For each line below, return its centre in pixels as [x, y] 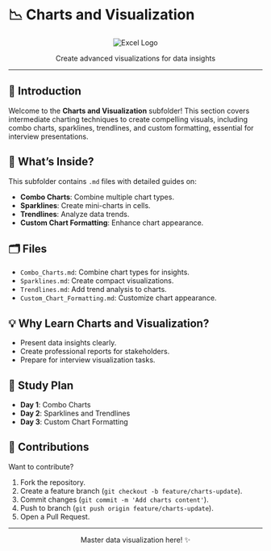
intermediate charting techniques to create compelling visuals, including [128, 119]
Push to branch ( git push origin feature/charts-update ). [117, 507]
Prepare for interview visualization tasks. [88, 360]
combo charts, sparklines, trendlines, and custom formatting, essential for [131, 127]
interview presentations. [48, 136]
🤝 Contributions [49, 447]
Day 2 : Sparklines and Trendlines [75, 413]
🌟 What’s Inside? [51, 162]
